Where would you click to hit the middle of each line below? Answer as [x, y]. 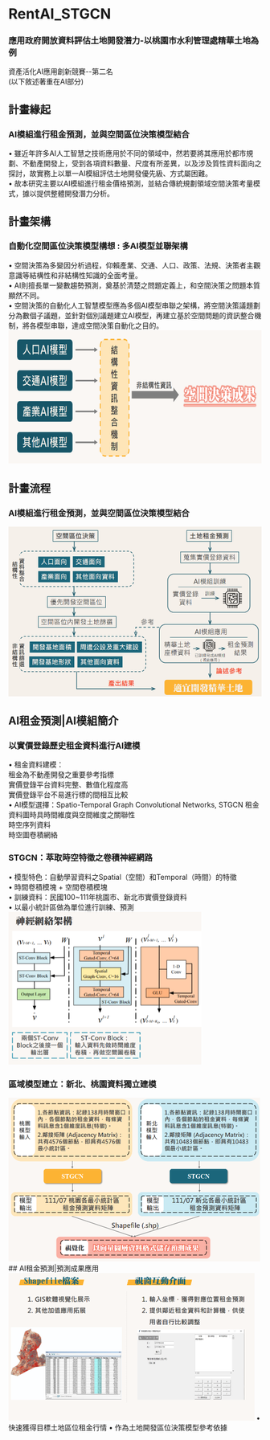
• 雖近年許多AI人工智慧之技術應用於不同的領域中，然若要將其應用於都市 [127, 153]
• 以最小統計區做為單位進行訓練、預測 [71, 907]
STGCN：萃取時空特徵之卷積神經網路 [80, 858]
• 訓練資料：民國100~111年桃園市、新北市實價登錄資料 [98, 897]
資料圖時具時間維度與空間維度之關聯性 [72, 815]
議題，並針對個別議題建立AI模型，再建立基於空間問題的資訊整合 [149, 315]
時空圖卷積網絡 [33, 835]
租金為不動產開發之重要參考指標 [61, 775]
